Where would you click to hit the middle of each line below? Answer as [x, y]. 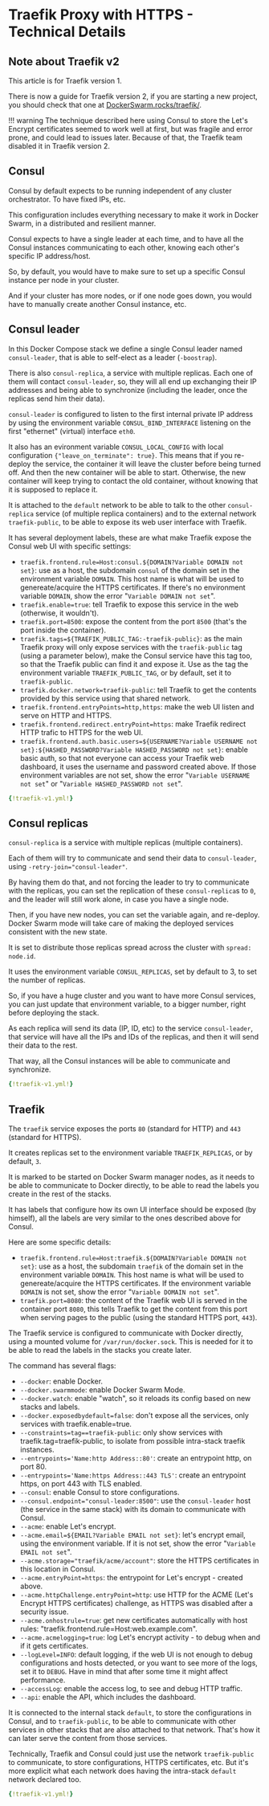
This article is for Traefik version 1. [65, 81]
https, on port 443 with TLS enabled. [81, 1483]
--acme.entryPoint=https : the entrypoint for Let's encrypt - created [131, 1577]
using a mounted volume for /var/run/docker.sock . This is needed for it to [131, 1342]
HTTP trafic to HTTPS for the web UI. [81, 732]
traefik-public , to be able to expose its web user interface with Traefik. [128, 522]
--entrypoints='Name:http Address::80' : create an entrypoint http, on [136, 1458]
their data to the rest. [43, 1045]
